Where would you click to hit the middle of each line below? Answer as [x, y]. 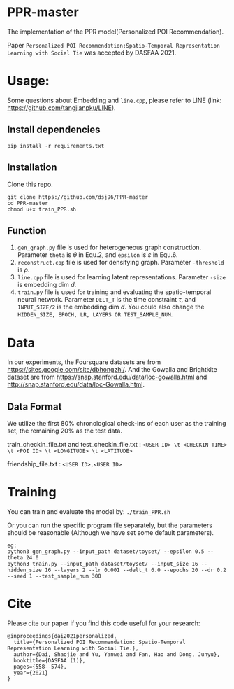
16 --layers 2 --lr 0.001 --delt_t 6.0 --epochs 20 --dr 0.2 [136, 570]
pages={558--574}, [41, 667]
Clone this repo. [30, 184]
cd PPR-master [28, 203]
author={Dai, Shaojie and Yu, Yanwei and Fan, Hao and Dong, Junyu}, [117, 654]
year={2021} [31, 673]
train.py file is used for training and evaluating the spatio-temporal [114, 292]
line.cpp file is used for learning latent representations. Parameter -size [121, 277]
